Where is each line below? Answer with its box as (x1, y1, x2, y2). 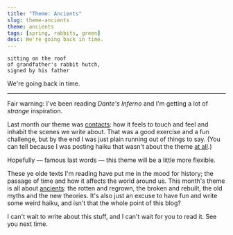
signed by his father (7, 67, 70, 74)
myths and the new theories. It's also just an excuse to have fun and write (7, 192, 218, 200)
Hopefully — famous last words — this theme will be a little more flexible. (7, 156, 216, 164)
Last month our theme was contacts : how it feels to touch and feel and (7, 120, 209, 129)
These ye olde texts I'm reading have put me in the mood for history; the (7, 170, 214, 178)
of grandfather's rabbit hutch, (7, 61, 101, 68)
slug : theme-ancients (7, 17, 70, 24)
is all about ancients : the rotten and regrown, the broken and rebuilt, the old (7, 184, 223, 193)
